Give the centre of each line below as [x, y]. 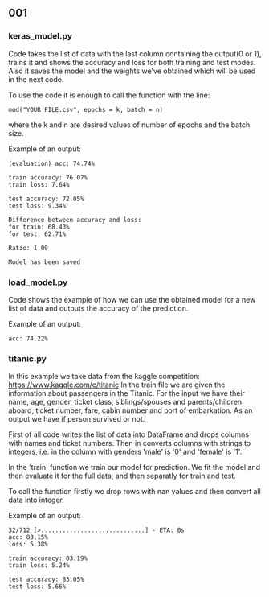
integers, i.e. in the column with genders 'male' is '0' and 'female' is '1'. [125, 452]
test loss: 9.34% [37, 206]
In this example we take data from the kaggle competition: [104, 377]
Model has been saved [45, 262]
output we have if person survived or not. [77, 419]
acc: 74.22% [28, 338]
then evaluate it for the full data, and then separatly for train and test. [122, 476]
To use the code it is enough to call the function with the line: [109, 95]
